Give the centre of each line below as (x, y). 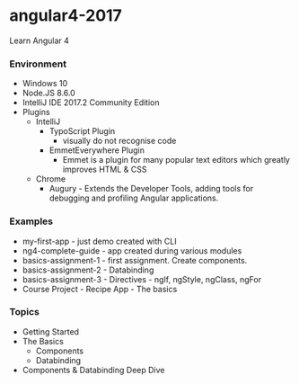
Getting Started (50, 331)
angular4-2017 (66, 16)
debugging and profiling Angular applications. (134, 198)
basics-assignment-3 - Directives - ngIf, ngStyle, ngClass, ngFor (142, 279)
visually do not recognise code (119, 141)
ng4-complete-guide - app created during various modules (132, 250)
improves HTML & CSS (105, 170)
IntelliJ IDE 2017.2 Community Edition (91, 103)
